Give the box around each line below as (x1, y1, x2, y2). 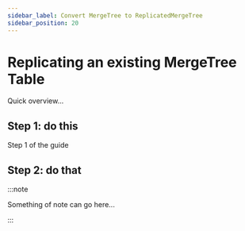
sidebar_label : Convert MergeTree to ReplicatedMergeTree (7, 11, 203, 20)
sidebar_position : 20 (7, 19, 79, 27)
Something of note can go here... (7, 200, 116, 210)
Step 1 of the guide (7, 141, 69, 150)
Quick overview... (7, 96, 64, 106)
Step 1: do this (7, 119, 78, 133)
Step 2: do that (7, 164, 82, 177)
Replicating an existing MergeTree (7, 53, 237, 71)
